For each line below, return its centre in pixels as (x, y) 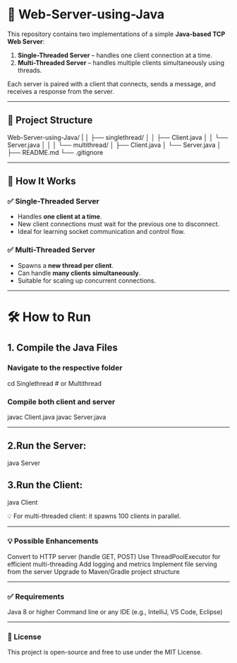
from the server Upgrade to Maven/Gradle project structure (93, 571)
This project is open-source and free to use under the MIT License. (105, 652)
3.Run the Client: (45, 485)
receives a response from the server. (61, 91)
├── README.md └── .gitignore (55, 152)
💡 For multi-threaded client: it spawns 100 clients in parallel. (94, 516)
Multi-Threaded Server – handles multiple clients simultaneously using (121, 62)
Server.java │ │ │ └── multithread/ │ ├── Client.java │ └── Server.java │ (114, 145)
